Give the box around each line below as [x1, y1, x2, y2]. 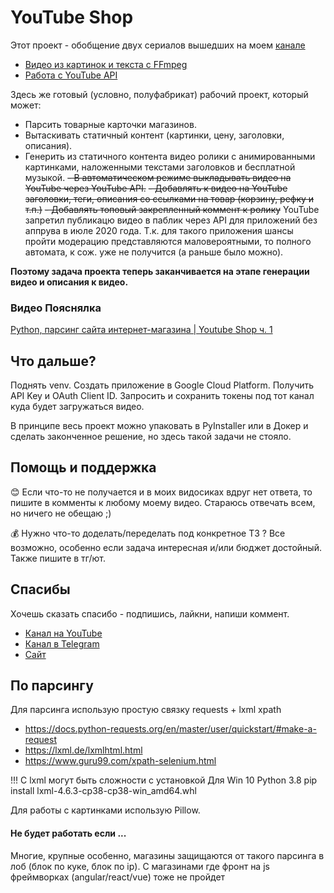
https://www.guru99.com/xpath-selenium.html [24, 755, 217, 767]
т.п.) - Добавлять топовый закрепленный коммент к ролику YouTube [24, 203, 320, 215]
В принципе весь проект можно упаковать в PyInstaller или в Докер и [10, 420, 309, 432]
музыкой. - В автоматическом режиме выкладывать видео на [24, 171, 292, 183]
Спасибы [10, 581, 71, 598]
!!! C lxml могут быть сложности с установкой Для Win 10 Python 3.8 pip [10, 774, 318, 786]
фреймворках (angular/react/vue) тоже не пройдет [10, 871, 226, 883]
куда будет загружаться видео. [10, 401, 145, 413]
